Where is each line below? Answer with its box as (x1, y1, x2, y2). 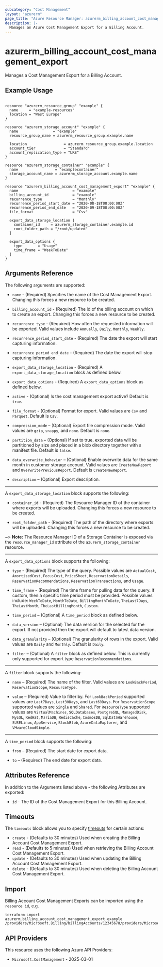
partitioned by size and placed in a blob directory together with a (12, 442, 142, 448)
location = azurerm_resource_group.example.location (9, 142, 153, 146)
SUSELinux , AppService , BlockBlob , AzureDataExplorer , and (12, 719, 128, 725)
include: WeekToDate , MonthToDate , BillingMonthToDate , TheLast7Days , (12, 597, 149, 603)
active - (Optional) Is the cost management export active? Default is (12, 393, 149, 399)
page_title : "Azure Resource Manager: (5, 16, 83, 21)
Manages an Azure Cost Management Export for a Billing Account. (9, 25, 145, 30)
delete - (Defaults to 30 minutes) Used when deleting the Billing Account (12, 866, 158, 872)
